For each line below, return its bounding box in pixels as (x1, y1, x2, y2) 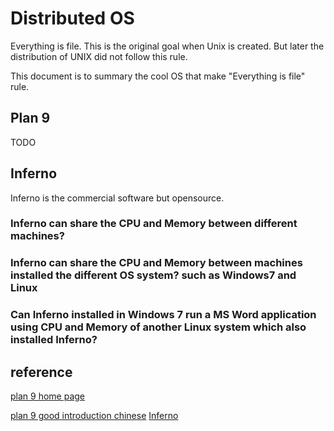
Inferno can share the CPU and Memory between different (10, 217, 298, 231)
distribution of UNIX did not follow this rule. (10, 50, 188, 62)
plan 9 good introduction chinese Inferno (10, 410, 179, 422)
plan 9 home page (10, 390, 86, 402)
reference (10, 363, 73, 381)
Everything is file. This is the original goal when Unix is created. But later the (10, 40, 325, 52)
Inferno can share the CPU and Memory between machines (10, 256, 303, 270)
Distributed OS (10, 7, 135, 30)
